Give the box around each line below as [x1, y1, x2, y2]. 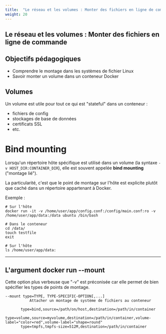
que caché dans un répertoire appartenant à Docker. [5, 185, 112, 191]
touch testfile [5, 230, 37, 235]
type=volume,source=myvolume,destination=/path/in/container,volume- [5, 316, 152, 321]
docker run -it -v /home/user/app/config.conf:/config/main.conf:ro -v [5, 209, 156, 214]
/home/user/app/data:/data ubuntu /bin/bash [5, 213, 98, 218]
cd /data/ [5, 226, 26, 231]
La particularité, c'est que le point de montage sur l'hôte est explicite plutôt [5, 180, 158, 186]
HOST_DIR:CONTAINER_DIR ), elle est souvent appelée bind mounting [9, 165, 144, 171]
